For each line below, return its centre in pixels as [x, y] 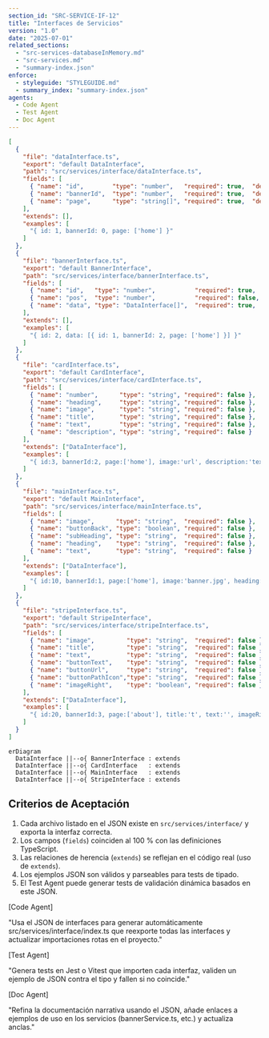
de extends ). [40, 866]
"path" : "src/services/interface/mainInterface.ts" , [112, 506]
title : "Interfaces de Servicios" [66, 23]
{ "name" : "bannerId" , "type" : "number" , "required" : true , [137, 194]
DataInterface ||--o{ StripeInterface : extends [98, 780]
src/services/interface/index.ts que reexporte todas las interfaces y [119, 931]
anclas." [22, 1027]
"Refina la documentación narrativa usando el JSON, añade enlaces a [123, 1010]
